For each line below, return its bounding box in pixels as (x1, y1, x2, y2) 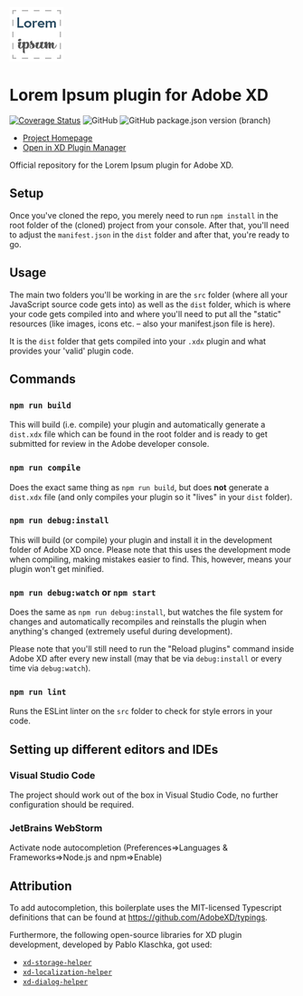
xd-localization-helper (22, 968, 113, 977)
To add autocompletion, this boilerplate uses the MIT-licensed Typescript (9, 903, 282, 914)
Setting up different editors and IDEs (9, 741, 219, 757)
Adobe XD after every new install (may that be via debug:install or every (9, 653, 282, 664)
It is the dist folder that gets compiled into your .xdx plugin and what (9, 335, 267, 346)
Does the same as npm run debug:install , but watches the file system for (9, 606, 283, 618)
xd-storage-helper (22, 959, 92, 968)
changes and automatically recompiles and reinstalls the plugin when (9, 616, 267, 627)
